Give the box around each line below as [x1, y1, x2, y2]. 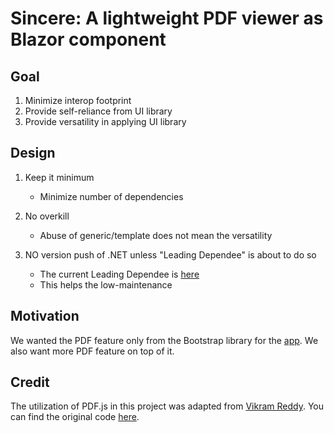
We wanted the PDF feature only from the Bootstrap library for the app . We [10, 334, 319, 346]
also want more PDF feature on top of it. [10, 345, 175, 357]
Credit [10, 374, 50, 391]
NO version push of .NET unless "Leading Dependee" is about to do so [24, 248, 317, 261]
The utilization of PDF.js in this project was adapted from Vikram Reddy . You [10, 400, 324, 412]
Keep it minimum [24, 171, 95, 183]
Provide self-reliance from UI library [24, 105, 173, 117]
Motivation [10, 308, 80, 325]
